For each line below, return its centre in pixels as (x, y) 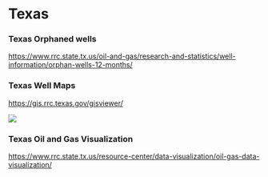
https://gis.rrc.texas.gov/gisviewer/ (66, 103)
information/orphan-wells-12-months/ (71, 65)
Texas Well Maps (42, 86)
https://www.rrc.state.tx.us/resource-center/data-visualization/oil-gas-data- (134, 156)
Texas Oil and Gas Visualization (71, 139)
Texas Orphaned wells (53, 39)
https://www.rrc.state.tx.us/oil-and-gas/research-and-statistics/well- (122, 56)
